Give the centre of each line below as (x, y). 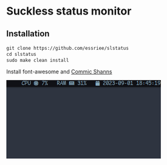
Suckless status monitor (69, 11)
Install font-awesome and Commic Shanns (59, 72)
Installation (28, 34)
